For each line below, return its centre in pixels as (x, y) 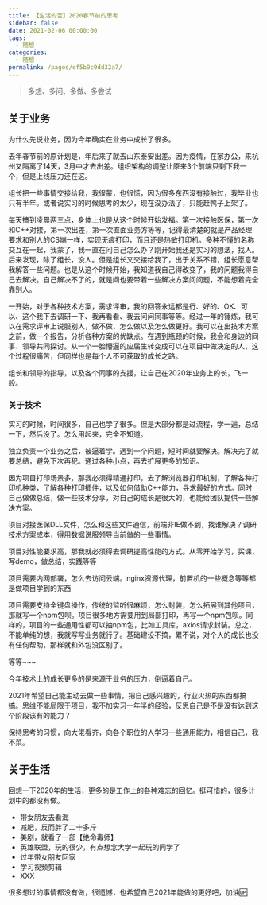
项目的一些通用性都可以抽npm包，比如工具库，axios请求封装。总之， (142, 624)
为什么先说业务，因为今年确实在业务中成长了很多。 (92, 139)
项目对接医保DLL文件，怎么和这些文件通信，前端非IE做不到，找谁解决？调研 (133, 524)
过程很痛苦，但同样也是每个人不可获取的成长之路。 (99, 355)
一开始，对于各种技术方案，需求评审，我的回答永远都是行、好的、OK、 (125, 306)
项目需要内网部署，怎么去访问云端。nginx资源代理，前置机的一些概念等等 (129, 578)
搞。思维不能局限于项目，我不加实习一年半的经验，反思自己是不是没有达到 (130, 705)
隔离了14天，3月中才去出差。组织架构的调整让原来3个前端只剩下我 (131, 166)
